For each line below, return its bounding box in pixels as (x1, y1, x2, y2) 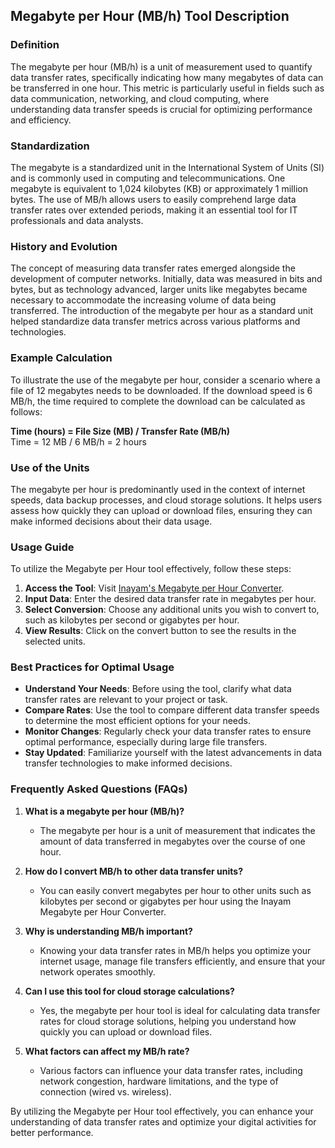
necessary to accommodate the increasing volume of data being (10, 294, 277, 306)
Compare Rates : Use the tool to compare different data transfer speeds (24, 704, 320, 716)
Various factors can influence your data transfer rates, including (39, 1064, 303, 1076)
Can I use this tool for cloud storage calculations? (24, 985, 235, 997)
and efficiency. (10, 114, 72, 126)
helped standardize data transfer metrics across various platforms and (10, 315, 301, 328)
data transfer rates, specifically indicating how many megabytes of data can (10, 71, 324, 83)
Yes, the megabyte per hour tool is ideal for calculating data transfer (39, 1004, 321, 1016)
